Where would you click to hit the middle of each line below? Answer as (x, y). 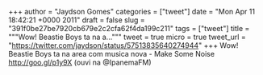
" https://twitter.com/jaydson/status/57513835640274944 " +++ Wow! (123, 45)
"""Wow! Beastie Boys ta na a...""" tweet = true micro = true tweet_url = (127, 37)
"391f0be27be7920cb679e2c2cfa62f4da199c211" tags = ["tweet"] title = (129, 28)
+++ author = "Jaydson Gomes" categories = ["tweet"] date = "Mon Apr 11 (132, 12)
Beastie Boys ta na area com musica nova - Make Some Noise (112, 54)
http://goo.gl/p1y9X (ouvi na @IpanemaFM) (80, 62)
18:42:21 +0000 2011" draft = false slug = (77, 20)
